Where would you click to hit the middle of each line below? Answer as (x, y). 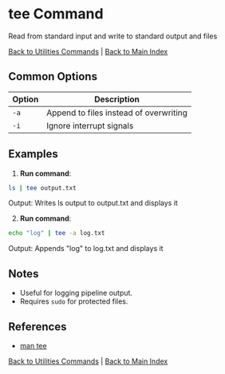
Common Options (53, 77)
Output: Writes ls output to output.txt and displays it (93, 203)
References (37, 326)
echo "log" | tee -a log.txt (57, 233)
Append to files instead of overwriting (117, 113)
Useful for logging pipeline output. (76, 293)
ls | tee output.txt (43, 188)
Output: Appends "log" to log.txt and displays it (86, 249)
